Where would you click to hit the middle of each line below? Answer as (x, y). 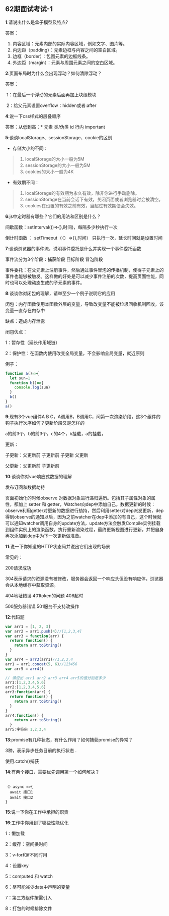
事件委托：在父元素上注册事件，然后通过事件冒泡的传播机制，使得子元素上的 (84, 270)
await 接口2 (22, 798)
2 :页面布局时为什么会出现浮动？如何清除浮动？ (54, 73)
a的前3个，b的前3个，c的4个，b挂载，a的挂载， (56, 433)
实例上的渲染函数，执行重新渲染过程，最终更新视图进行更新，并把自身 (91, 529)
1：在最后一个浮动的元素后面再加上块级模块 (51, 94)
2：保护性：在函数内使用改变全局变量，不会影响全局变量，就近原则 (75, 353)
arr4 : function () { (24, 715)
